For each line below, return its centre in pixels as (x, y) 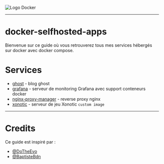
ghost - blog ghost (31, 83)
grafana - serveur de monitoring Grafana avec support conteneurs (79, 89)
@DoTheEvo (25, 151)
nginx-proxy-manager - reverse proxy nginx (56, 99)
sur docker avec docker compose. (40, 50)
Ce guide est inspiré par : (31, 142)
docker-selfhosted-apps (56, 32)
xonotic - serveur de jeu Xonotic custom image (58, 104)
